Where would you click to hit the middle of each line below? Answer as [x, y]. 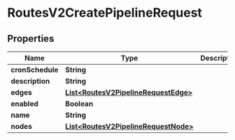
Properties [31, 39]
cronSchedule [35, 70]
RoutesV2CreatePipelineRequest [105, 13]
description [30, 81]
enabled [24, 104]
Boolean [79, 104]
